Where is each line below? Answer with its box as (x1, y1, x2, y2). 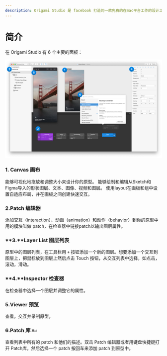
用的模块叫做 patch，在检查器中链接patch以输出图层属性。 (5, 223, 126, 229)
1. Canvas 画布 (5, 167, 41, 174)
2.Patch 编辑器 (5, 204, 41, 211)
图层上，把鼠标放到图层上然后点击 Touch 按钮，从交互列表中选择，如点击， (5, 255, 160, 261)
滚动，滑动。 (5, 262, 31, 267)
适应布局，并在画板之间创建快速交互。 (13, 191, 92, 197)
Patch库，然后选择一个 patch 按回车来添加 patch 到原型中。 (10, 346, 133, 352)
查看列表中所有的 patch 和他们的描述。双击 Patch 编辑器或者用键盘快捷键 (5, 339, 156, 345)
